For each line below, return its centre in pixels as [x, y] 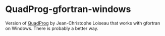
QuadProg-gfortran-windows [68, 9]
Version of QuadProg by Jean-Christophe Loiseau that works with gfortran [83, 23]
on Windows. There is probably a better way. [52, 28]
